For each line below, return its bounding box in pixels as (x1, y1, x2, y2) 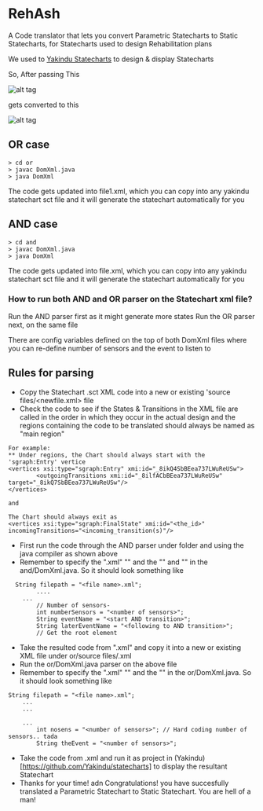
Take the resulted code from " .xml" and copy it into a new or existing (19, 642, 242, 652)
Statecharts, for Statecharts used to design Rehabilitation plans (8, 39, 213, 48)
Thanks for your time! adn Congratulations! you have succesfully (19, 778, 229, 787)
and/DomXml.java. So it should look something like (19, 565, 184, 574)
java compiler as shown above (19, 549, 118, 558)
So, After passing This (8, 69, 80, 79)
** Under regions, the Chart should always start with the (8, 451, 206, 459)
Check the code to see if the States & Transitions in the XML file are (19, 404, 239, 413)
